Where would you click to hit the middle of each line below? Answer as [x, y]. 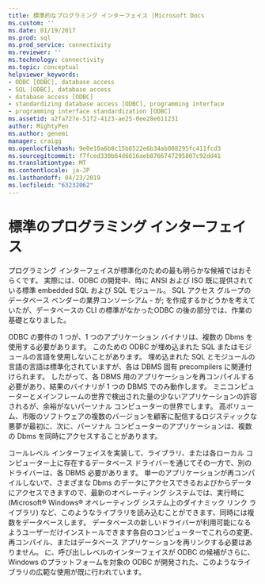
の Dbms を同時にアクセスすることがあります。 [85, 436]
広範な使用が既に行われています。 [91, 571]
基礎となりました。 [40, 320]
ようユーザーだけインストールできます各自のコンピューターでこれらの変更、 [132, 532]
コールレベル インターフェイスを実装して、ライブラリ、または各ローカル [126, 452]
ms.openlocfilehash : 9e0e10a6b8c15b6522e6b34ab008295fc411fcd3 [115, 148]
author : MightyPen [38, 126]
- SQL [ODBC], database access [60, 89]
